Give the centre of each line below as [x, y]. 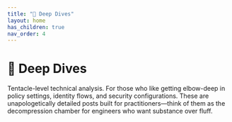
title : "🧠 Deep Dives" [41, 14]
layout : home [27, 21]
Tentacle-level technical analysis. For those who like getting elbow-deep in [116, 89]
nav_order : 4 [27, 34]
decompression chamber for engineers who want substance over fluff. [110, 111]
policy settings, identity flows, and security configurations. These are [108, 96]
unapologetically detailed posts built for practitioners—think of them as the [116, 104]
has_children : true [36, 27]
